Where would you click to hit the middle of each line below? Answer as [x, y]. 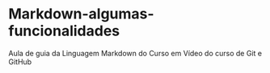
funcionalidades [64, 31]
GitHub [20, 62]
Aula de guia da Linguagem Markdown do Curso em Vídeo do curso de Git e [135, 53]
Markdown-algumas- [82, 14]
